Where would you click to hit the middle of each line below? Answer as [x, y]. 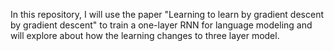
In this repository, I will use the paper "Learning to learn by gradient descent [167, 14]
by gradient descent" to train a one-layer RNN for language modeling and [161, 25]
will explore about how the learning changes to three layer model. [145, 35]
